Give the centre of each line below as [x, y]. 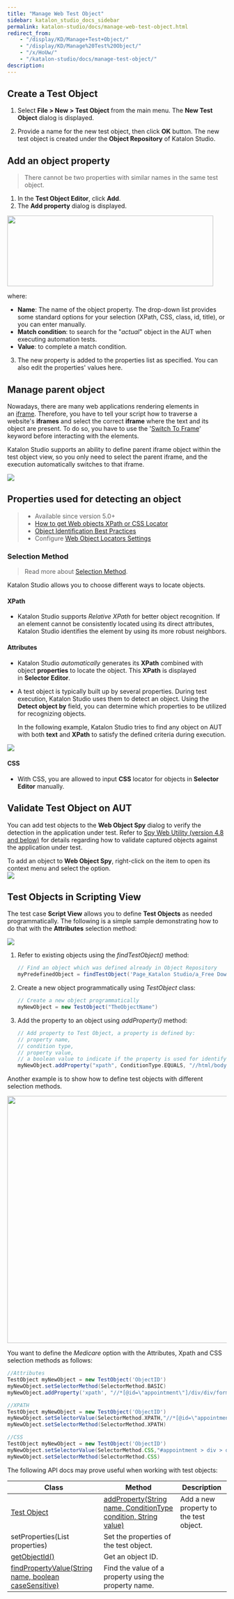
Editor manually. [41, 786]
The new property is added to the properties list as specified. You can [117, 361]
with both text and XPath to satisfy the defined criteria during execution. [122, 734]
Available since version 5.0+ [75, 516]
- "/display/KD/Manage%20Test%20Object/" [80, 46]
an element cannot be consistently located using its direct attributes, [116, 624]
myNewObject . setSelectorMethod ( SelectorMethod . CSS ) [84, 1457]
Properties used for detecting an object [94, 499]
